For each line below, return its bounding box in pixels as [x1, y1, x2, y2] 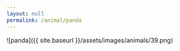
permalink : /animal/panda [6, 17, 82, 24]
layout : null [6, 10, 45, 17]
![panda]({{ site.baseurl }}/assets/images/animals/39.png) [6, 36, 174, 44]
